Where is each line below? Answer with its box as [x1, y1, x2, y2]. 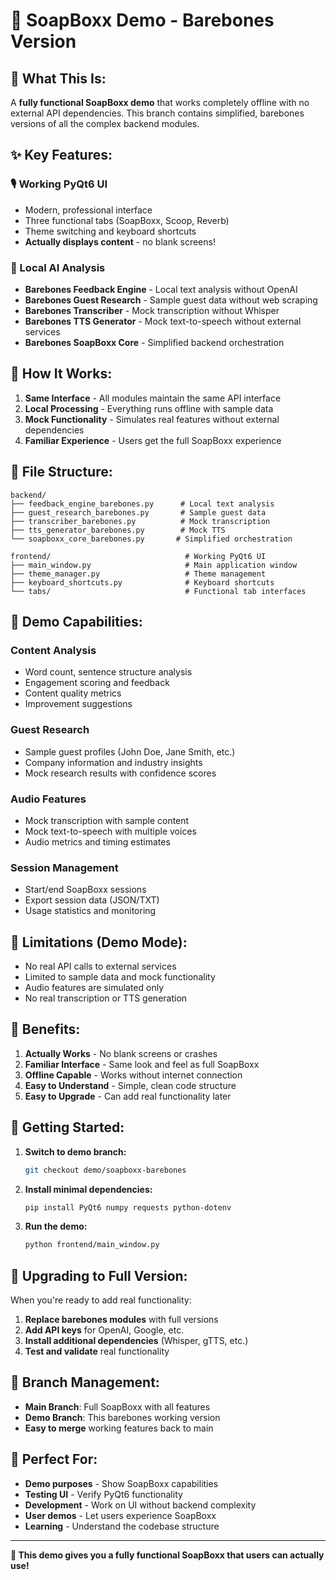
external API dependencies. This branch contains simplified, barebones [10, 107, 305, 119]
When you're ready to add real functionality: [10, 1294, 192, 1306]
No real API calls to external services [24, 960, 177, 972]
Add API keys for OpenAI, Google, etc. [24, 1324, 185, 1336]
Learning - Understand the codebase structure [24, 1520, 220, 1532]
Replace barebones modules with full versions [24, 1314, 219, 1326]
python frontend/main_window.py [24, 1240, 160, 1250]
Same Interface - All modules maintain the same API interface [24, 392, 282, 404]
